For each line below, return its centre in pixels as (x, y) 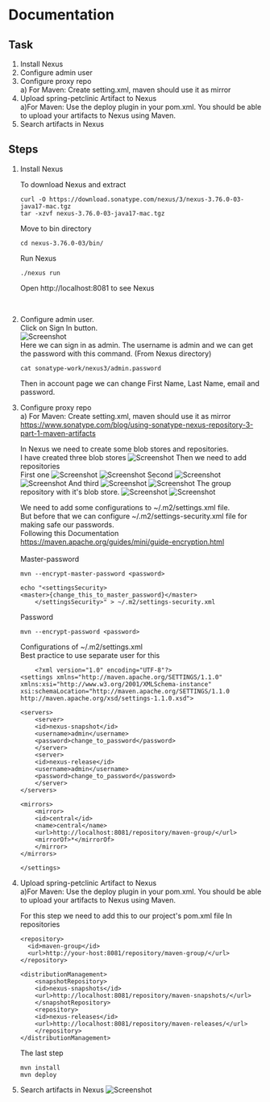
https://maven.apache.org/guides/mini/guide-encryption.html (122, 542)
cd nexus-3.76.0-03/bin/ (62, 243)
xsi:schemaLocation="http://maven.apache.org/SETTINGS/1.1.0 (125, 691)
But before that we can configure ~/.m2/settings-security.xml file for (133, 516)
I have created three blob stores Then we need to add (133, 457)
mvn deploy (38, 1075)
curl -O (33, 199)
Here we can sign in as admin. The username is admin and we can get (137, 345)
